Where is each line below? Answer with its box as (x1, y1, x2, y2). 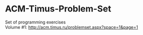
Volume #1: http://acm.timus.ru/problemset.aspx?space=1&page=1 (5, 24, 138, 30)
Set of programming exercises (5, 19, 66, 25)
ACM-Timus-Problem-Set (5, 3, 111, 14)
